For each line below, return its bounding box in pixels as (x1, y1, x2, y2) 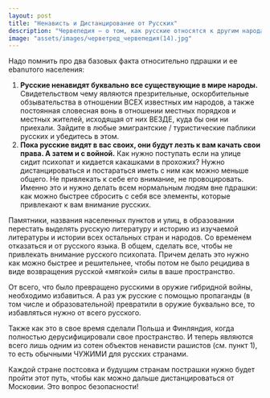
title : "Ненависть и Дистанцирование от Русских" (8, 19, 178, 27)
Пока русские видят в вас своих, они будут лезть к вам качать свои (19, 140, 261, 150)
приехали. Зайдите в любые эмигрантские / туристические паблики (19, 123, 256, 133)
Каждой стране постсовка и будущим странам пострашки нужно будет (8, 365, 256, 375)
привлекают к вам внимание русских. (19, 200, 151, 210)
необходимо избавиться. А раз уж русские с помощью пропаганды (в (8, 291, 251, 301)
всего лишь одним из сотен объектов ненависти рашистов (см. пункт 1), (8, 341, 258, 351)
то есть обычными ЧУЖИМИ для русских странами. (8, 349, 189, 359)
